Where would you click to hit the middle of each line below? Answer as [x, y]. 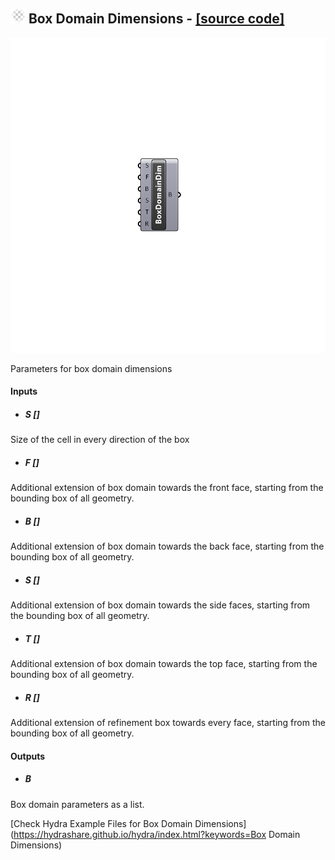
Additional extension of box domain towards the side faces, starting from [160, 605]
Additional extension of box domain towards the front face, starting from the [167, 488]
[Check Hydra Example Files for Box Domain [101, 823]
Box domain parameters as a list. [77, 804]
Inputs [24, 391]
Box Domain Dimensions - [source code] [156, 19]
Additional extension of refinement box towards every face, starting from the [168, 723]
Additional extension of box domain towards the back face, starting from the [167, 546]
